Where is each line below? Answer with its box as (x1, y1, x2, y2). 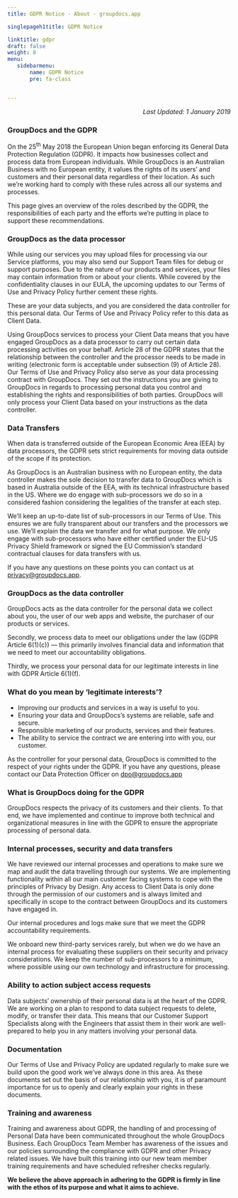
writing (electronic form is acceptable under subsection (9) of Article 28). (7, 360, 222, 368)
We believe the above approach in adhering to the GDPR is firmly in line (7, 1175, 221, 1184)
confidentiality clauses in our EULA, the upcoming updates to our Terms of (7, 280, 225, 288)
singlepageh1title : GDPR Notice (7, 23, 103, 30)
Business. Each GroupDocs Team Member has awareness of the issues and (7, 1139, 228, 1148)
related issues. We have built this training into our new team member (7, 1154, 208, 1163)
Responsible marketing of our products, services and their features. (17, 725, 215, 734)
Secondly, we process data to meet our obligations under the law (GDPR (7, 633, 218, 642)
